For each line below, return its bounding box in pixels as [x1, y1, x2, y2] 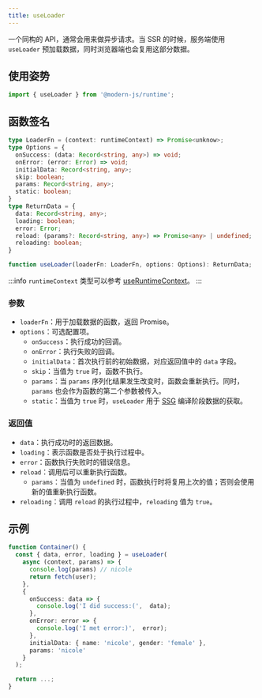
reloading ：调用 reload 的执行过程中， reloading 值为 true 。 [19, 496, 217, 506]
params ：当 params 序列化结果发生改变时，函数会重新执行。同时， [31, 376, 245, 386]
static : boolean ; [15, 187, 73, 196]
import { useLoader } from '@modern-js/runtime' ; [8, 91, 175, 99]
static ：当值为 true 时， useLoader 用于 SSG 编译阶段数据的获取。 [31, 396, 247, 406]
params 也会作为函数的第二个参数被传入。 [31, 387, 166, 396]
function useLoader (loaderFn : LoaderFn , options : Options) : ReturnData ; [8, 261, 253, 269]
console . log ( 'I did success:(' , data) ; [36, 602, 171, 610]
